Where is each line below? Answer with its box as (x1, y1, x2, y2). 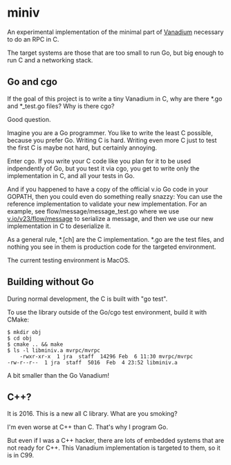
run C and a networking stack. (7, 55, 93, 64)
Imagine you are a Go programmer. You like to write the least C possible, (7, 128, 213, 137)
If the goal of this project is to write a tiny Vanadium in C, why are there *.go (7, 94, 223, 103)
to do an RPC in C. (7, 35, 59, 43)
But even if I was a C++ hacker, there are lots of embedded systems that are (7, 437, 225, 445)
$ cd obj (7, 335, 33, 342)
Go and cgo (7, 76, 57, 88)
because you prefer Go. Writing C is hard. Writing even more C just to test (7, 136, 217, 144)
